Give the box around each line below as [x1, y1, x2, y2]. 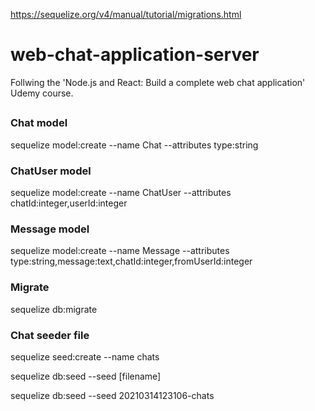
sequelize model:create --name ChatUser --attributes [10, 187, 232, 198]
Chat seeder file [10, 328, 90, 342]
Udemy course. [10, 87, 74, 99]
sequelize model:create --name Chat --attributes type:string [10, 139, 259, 151]
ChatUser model [10, 164, 92, 178]
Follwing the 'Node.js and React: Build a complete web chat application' [10, 76, 306, 88]
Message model [10, 222, 90, 236]
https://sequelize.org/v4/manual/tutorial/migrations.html [10, 9, 242, 20]
